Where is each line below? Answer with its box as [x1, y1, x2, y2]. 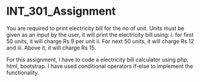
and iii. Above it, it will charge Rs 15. [6, 44, 97, 51]
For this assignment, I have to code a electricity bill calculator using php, [6, 56, 189, 63]
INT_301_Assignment [6, 4, 116, 18]
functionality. [6, 69, 40, 76]
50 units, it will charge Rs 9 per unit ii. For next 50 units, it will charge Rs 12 [6, 37, 194, 45]
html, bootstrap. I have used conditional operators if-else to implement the [6, 62, 194, 70]
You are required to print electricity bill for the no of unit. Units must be [6, 24, 185, 32]
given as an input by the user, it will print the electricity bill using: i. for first [6, 31, 194, 38]
